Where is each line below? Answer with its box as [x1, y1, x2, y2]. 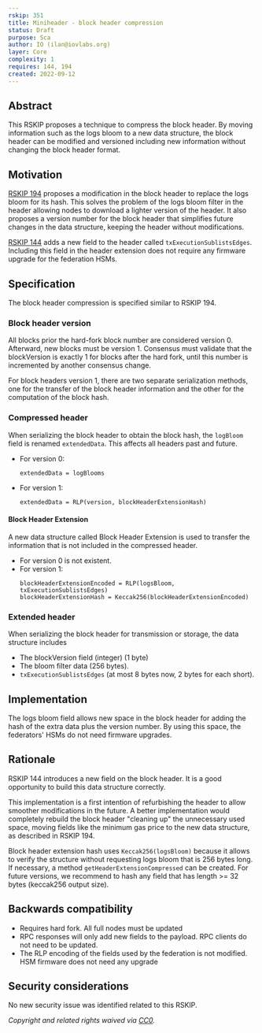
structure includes [8, 638, 67, 647]
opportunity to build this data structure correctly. [8, 782, 166, 791]
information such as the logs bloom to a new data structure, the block [8, 128, 234, 138]
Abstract [8, 99, 53, 113]
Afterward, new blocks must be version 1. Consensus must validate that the [8, 344, 253, 354]
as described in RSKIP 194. [8, 831, 95, 840]
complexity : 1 [8, 56, 55, 64]
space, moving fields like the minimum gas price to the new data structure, [8, 822, 250, 831]
